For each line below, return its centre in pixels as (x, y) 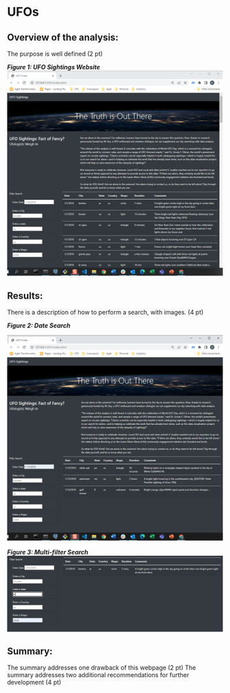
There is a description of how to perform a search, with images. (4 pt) (105, 313)
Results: (25, 296)
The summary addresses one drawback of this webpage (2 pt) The (102, 668)
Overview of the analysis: (63, 37)
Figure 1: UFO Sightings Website (54, 67)
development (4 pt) (34, 682)
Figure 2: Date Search (39, 326)
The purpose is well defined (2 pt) (55, 54)
